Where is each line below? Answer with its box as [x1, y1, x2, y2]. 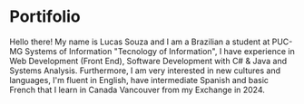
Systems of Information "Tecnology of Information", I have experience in [25, 45, 295, 56]
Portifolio [9, 6, 81, 27]
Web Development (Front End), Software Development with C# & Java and [9, 55, 288, 66]
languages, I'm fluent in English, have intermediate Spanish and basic [9, 74, 270, 85]
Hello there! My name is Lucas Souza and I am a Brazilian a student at [9, 36, 270, 47]
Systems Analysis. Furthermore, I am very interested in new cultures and [9, 65, 281, 76]
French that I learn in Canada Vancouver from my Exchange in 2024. [9, 84, 266, 95]
